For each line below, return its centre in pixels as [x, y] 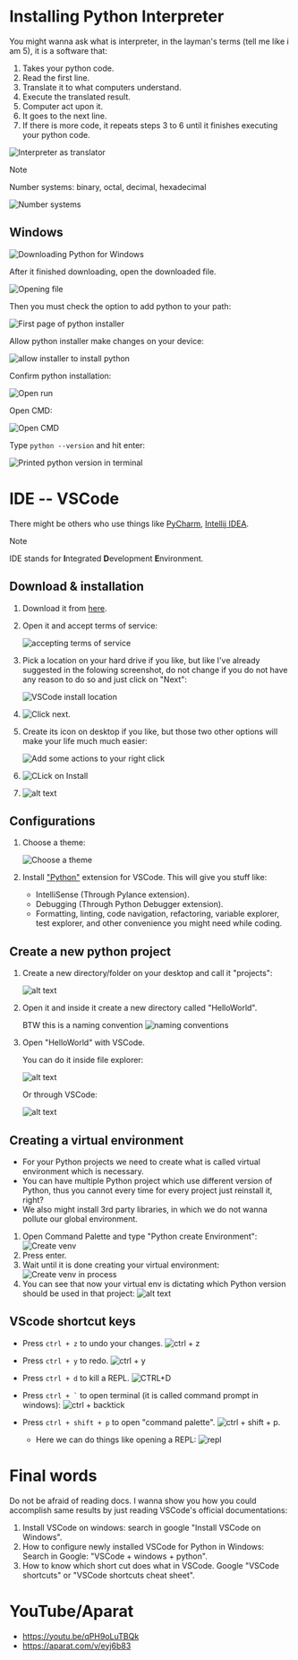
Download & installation [77, 587]
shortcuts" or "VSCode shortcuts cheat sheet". [108, 1575]
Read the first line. [56, 77]
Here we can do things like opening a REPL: [116, 1440]
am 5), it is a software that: [58, 50]
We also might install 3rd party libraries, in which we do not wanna [145, 1209]
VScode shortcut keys [72, 1322]
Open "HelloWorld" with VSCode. [84, 1042]
